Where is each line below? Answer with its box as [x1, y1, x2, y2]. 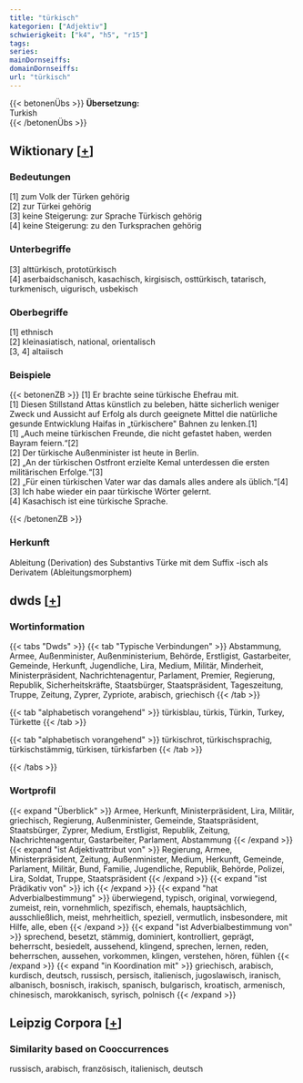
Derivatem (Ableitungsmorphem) [9, 567, 133, 577]
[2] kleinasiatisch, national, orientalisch [9, 336, 157, 347]
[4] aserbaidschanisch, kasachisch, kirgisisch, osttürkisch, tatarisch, [9, 273, 267, 284]
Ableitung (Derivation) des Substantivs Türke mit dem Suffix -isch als [9, 557, 268, 567]
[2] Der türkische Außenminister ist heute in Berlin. [9, 447, 199, 458]
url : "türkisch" [9, 73, 71, 82]
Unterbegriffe [9, 243, 71, 256]
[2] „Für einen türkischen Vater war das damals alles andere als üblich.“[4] [9, 476, 288, 487]
